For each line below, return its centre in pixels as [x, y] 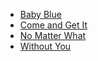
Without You [45, 46]
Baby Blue [40, 14]
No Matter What [53, 35]
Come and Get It [53, 25]
